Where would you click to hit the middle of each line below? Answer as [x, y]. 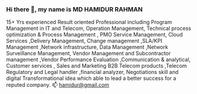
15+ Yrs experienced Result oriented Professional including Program [89, 22]
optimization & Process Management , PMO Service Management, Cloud [95, 35]
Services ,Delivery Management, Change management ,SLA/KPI [84, 41]
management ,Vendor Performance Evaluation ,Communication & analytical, [98, 60]
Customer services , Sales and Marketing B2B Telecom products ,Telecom [97, 66]
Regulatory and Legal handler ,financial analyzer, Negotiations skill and [92, 72]
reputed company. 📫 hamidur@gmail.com [58, 85]
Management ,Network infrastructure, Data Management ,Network [87, 47]
